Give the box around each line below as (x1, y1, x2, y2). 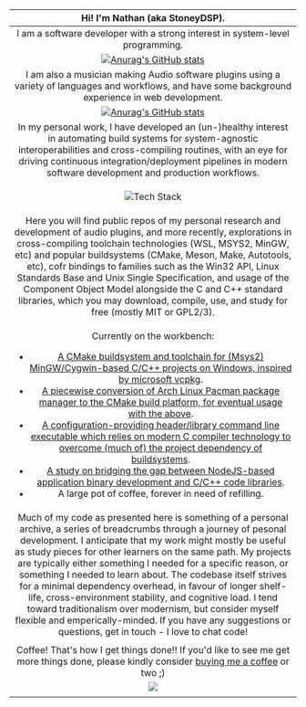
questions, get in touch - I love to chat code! (57, 626, 249, 638)
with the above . (127, 407, 194, 419)
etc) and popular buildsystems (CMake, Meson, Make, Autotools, (15, 248, 291, 261)
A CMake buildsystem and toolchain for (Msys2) (57, 351, 264, 363)
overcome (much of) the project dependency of (58, 442, 263, 454)
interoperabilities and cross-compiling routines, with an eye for (17, 143, 289, 156)
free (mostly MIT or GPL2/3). (90, 306, 216, 318)
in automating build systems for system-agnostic (47, 132, 259, 144)
